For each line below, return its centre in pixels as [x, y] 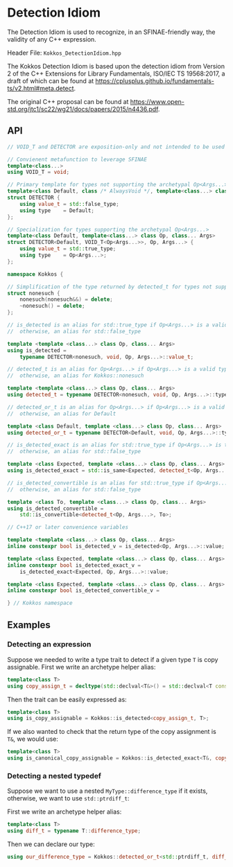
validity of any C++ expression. [52, 39]
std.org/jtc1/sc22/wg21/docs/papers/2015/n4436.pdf [83, 109]
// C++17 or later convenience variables [68, 527]
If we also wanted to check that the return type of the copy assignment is [112, 732]
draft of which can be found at [51, 80]
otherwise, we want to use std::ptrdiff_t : [68, 798]
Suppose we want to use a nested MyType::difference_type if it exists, [107, 791]
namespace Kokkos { [35, 274]
